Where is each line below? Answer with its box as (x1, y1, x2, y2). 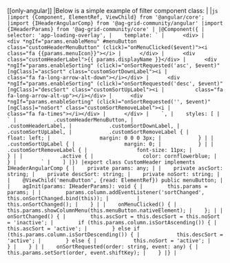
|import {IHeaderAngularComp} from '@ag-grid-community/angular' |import (7, 20, 224, 27)
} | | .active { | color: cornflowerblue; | (7, 153, 217, 159)
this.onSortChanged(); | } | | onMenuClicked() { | (7, 201, 177, 208)
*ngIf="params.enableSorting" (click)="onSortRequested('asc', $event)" (7, 62, 220, 69)
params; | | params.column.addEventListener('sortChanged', (7, 189, 205, 196)
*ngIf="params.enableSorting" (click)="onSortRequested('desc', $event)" (7, 80, 224, 87)
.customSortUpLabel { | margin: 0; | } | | (7, 141, 214, 148)
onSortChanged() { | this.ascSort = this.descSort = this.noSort (7, 213, 220, 220)
